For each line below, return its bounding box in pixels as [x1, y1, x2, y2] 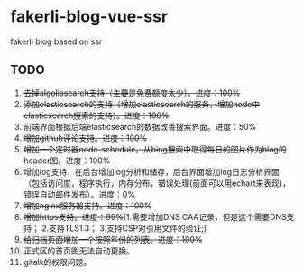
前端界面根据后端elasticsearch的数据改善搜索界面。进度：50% [23, 121, 257, 132]
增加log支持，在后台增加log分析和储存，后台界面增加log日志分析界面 [23, 166, 280, 177]
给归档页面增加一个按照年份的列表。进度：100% [23, 234, 203, 244]
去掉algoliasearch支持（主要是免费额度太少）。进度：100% [23, 87, 241, 98]
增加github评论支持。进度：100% [23, 133, 148, 143]
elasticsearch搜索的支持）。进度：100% [23, 110, 170, 121]
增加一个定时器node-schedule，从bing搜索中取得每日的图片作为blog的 [23, 143, 287, 154]
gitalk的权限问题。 [23, 256, 92, 267]
